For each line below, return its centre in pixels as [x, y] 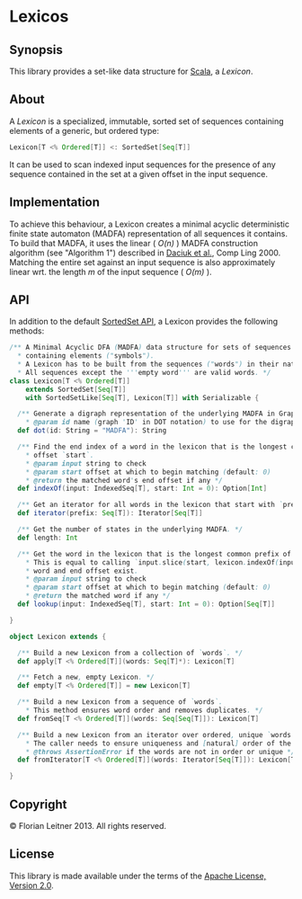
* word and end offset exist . [82, 571]
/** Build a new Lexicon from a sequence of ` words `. [120, 702]
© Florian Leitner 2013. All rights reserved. [88, 826]
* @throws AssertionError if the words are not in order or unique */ [160, 752]
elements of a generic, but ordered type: [84, 130]
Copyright [38, 804]
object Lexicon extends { [58, 636]
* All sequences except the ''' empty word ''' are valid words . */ [144, 372]
